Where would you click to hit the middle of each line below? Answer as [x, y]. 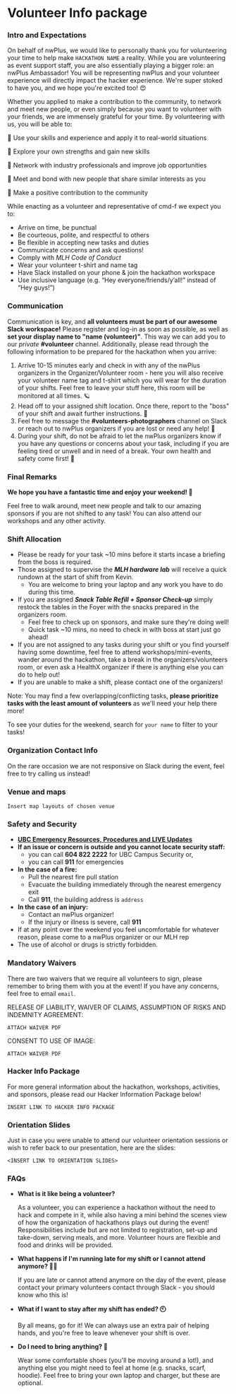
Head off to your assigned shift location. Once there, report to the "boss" [123, 406]
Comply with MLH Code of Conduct [69, 258]
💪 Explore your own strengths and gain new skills [79, 152]
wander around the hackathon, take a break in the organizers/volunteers [122, 660]
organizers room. [42, 615]
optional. [30, 1383]
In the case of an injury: [52, 907]
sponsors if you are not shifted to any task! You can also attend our [105, 513]
